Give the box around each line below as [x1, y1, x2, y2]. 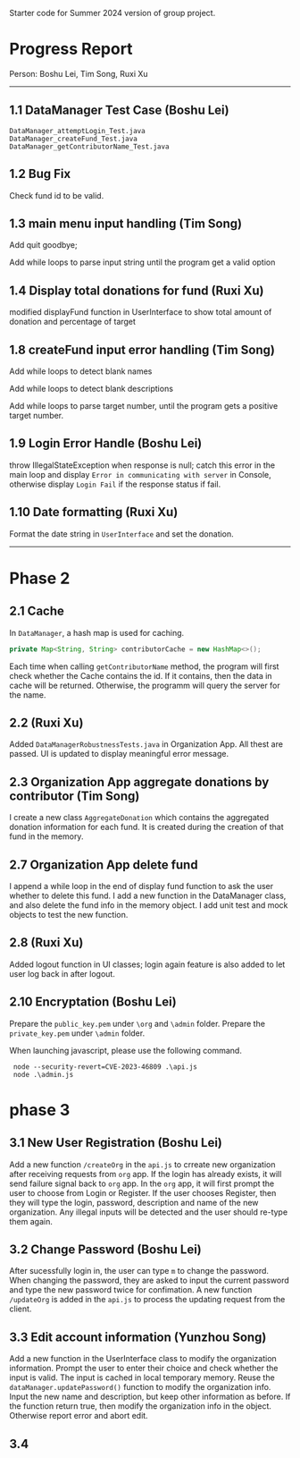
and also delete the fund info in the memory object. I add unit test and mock [9, 899, 288, 911]
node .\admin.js [12, 1070, 74, 1079]
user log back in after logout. [9, 968, 116, 979]
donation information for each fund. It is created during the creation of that [9, 822, 284, 833]
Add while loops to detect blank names [9, 366, 153, 377]
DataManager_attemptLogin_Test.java [9, 126, 146, 135]
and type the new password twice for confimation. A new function [9, 1284, 253, 1295]
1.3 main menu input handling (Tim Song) [9, 216, 243, 231]
